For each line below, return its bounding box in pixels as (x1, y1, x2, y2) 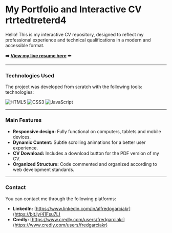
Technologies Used (5, 72, 55, 79)
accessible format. (5, 42, 45, 48)
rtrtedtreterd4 (5, 14, 67, 26)
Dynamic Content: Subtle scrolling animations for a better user (12, 139, 146, 145)
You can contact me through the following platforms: (5, 196, 116, 202)
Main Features (5, 117, 42, 124)
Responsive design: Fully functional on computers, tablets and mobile (12, 128, 161, 134)
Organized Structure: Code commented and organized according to (12, 161, 157, 167)
